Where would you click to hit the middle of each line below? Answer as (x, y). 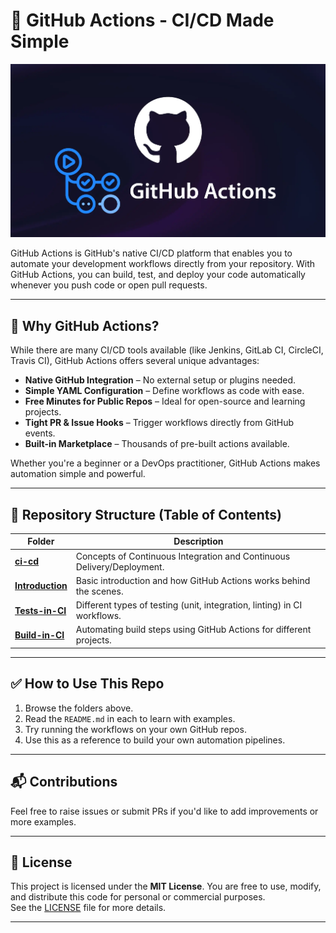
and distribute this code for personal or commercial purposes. (138, 897)
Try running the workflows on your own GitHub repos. (135, 729)
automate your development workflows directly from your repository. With (163, 264)
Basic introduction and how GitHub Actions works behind (193, 580)
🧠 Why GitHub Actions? (85, 325)
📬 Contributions (64, 782)
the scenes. (99, 591)
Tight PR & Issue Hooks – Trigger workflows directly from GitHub (159, 423)
